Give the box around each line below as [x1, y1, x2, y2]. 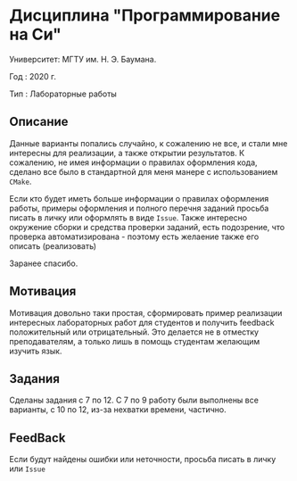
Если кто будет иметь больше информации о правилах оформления [9, 193, 269, 203]
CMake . [9, 176, 32, 187]
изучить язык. [9, 345, 62, 356]
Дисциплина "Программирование [9, 5, 281, 26]
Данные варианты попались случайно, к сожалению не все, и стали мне [9, 137, 288, 148]
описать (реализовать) [9, 240, 96, 251]
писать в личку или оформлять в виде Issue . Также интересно [9, 211, 248, 223]
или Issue [9, 463, 46, 474]
